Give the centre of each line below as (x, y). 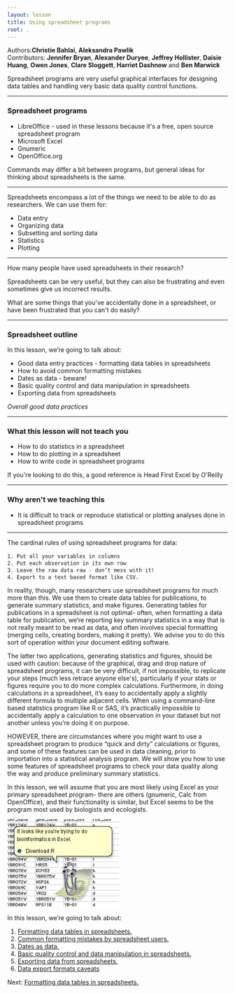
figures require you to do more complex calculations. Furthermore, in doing (115, 685)
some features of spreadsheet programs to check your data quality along (113, 766)
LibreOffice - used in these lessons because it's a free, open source (115, 126)
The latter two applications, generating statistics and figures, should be (110, 656)
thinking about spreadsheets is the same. (66, 177)
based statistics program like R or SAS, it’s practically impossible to (104, 707)
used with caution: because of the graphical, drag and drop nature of (107, 663)
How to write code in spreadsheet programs (81, 461)
